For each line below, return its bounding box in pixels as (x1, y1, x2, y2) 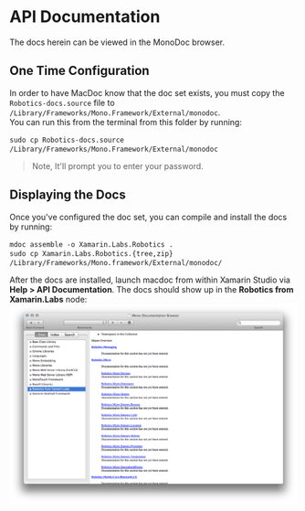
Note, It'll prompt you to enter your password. (31, 160, 204, 171)
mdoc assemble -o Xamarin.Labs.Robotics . (9, 240, 174, 249)
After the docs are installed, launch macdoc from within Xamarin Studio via (9, 274, 290, 285)
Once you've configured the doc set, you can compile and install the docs (9, 211, 288, 222)
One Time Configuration (9, 63, 150, 79)
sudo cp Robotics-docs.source (9, 135, 125, 144)
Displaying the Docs (9, 187, 126, 203)
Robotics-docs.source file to (9, 97, 116, 108)
